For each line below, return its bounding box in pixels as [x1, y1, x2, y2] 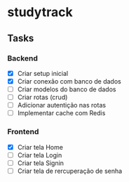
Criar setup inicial [17, 69, 69, 77]
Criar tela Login [17, 150, 62, 159]
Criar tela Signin [17, 159, 64, 167]
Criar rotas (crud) [17, 93, 68, 102]
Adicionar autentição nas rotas [17, 101, 107, 110]
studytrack [7, 4, 73, 20]
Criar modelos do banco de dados [17, 85, 116, 93]
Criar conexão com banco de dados [17, 77, 121, 85]
